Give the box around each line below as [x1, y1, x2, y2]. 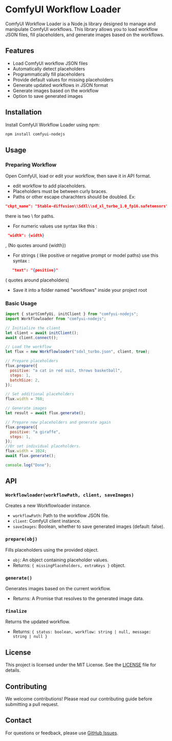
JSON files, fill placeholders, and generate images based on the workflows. [5, 31, 165, 38]
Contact [5, 716, 32, 725]
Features [5, 46, 34, 55]
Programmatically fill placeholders [12, 71, 85, 77]
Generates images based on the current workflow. [5, 586, 111, 592]
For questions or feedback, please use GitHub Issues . [5, 730, 119, 736]
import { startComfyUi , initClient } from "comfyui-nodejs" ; [5, 311, 139, 317]
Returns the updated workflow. [5, 619, 71, 625]
